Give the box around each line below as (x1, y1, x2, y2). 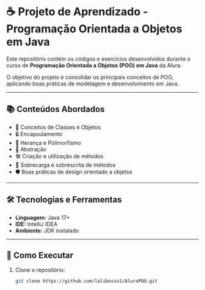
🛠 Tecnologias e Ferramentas (6, 195, 122, 205)
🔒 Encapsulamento (15, 130, 63, 137)
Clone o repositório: (15, 266, 65, 274)
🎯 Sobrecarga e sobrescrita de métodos (15, 161, 116, 169)
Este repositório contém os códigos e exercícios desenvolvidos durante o (6, 55, 191, 62)
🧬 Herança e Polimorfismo (15, 139, 81, 147)
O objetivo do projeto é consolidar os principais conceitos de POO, (6, 73, 174, 81)
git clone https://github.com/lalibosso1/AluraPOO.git (15, 278, 158, 285)
